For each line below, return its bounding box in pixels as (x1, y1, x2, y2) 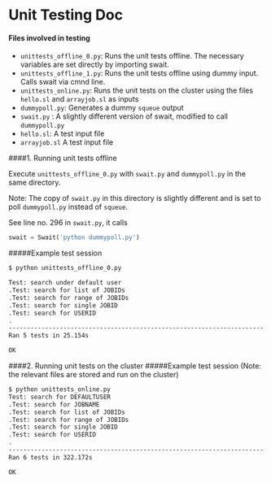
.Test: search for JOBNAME (8, 400, 100, 408)
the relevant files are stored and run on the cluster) (8, 370, 179, 380)
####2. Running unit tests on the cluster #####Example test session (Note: (8, 361, 262, 371)
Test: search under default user (8, 279, 122, 287)
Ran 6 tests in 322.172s (8, 453, 93, 461)
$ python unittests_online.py (8, 385, 111, 394)
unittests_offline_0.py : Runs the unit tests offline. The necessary (20, 51, 244, 61)
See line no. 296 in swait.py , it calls (8, 218, 128, 228)
